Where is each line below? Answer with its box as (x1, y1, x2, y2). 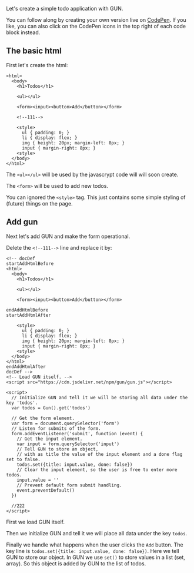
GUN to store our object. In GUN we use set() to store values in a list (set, (6, 554, 185, 561)
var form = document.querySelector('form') (11, 420, 119, 426)
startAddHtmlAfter (6, 312, 51, 318)
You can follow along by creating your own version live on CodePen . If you (6, 16, 186, 23)
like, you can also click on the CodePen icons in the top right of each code (6, 23, 186, 29)
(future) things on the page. (6, 200, 73, 207)
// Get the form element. (11, 415, 75, 421)
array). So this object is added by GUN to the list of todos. (6, 559, 146, 567)
